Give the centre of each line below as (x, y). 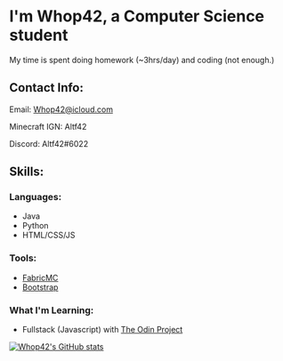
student (39, 35)
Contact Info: (47, 88)
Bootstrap (40, 287)
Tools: (23, 258)
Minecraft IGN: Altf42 (48, 126)
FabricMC (40, 277)
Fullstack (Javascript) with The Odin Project (102, 330)
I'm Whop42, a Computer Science (137, 16)
